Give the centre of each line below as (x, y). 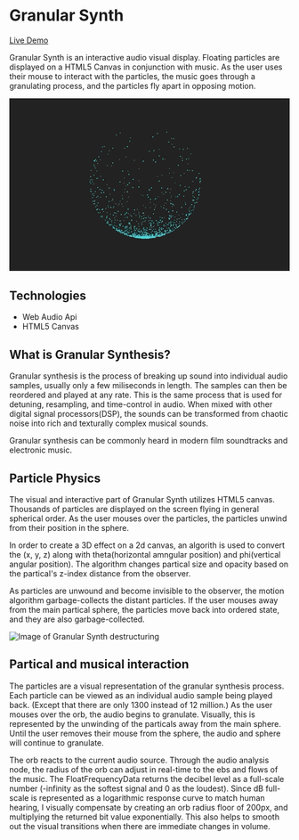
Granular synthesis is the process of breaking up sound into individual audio (149, 376)
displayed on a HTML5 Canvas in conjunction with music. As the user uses (146, 67)
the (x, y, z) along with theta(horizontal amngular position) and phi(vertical (145, 555)
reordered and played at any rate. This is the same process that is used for (146, 395)
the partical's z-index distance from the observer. (100, 574)
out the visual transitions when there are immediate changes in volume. (140, 826)
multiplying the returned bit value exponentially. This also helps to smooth (145, 817)
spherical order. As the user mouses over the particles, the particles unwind (148, 518)
